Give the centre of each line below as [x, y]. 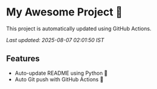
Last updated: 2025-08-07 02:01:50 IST [55, 40]
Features [23, 59]
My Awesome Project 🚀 [65, 12]
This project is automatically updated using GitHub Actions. [79, 28]
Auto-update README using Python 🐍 [61, 73]
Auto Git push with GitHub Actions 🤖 [59, 79]
